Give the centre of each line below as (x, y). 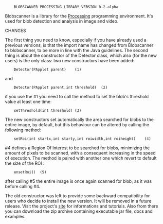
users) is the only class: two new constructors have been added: (70, 60)
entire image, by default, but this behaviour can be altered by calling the (77, 125)
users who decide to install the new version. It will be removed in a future (78, 201)
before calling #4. (23, 186)
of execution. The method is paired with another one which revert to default (81, 158)
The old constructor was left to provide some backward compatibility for (78, 196)
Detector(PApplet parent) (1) (48, 69)
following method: (23, 130)
